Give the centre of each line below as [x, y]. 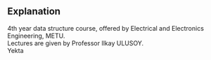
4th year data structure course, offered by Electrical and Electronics [105, 28]
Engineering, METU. [36, 36]
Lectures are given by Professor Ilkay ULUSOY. [76, 43]
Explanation [34, 12]
